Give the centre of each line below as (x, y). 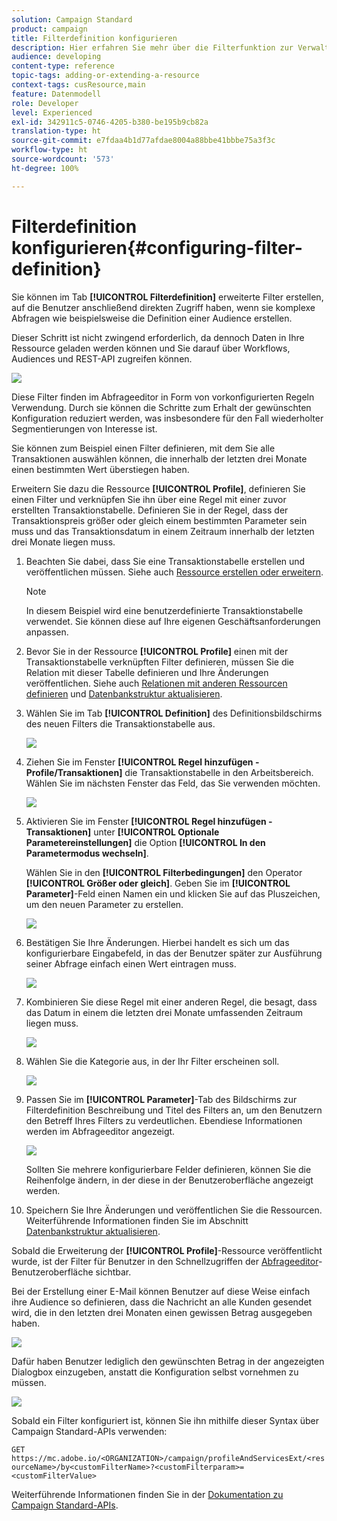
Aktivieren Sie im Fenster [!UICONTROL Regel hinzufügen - (149, 821)
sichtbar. (113, 1272)
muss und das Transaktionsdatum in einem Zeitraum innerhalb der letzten (163, 531)
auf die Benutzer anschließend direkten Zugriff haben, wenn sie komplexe (163, 307)
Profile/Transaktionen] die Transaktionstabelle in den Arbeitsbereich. (169, 772)
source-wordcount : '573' (63, 159)
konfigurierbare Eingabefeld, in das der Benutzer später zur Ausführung (174, 953)
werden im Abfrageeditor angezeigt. (100, 1131)
